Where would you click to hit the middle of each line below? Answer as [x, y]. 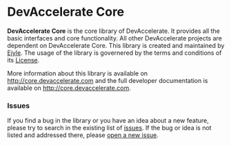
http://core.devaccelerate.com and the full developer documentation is [108, 80]
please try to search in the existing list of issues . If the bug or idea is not [109, 128]
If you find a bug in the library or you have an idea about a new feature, [108, 121]
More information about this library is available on [78, 73]
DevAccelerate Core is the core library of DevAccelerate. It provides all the [114, 31]
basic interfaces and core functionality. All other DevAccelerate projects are [114, 38]
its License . [23, 60]
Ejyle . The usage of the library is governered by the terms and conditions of [114, 53]
